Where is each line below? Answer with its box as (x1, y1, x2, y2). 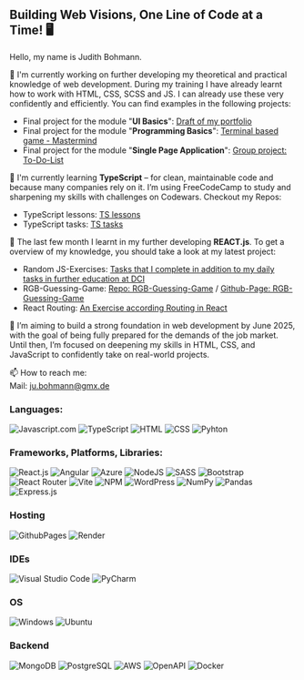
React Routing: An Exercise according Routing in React (22, 302, 228, 313)
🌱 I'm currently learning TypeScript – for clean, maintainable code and (9, 172, 274, 183)
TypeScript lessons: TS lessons (22, 208, 141, 219)
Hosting (9, 509, 46, 522)
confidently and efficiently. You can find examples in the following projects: (9, 97, 291, 108)
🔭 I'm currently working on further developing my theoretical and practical (9, 68, 288, 80)
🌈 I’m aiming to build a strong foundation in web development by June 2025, (9, 320, 296, 330)
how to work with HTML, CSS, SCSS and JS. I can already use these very (9, 88, 284, 99)
